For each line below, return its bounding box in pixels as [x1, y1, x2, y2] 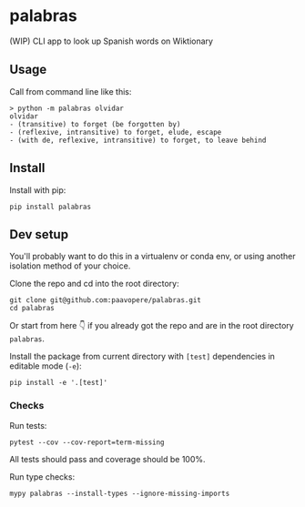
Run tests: [9, 420, 47, 431]
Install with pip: [9, 184, 66, 196]
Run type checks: [9, 471, 76, 482]
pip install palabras [9, 202, 92, 211]
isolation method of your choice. [9, 260, 131, 271]
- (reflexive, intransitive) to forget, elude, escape [9, 127, 222, 137]
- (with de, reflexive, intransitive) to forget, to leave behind [9, 136, 267, 145]
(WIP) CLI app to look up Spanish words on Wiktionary [9, 35, 214, 46]
